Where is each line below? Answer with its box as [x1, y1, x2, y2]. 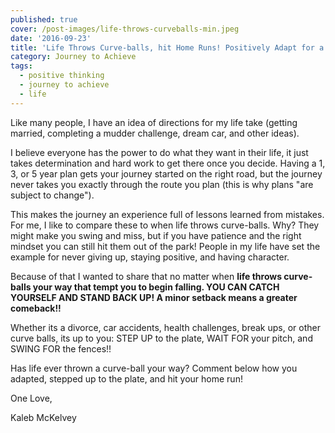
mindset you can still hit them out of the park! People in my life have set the [10, 240, 321, 252]
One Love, [10, 392, 53, 404]
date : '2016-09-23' [10, 33, 92, 43]
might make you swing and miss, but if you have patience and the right [10, 229, 302, 241]
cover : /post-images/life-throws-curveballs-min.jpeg [10, 24, 240, 34]
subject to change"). [10, 189, 95, 201]
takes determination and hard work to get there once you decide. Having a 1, [10, 157, 326, 169]
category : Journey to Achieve [10, 52, 137, 62]
